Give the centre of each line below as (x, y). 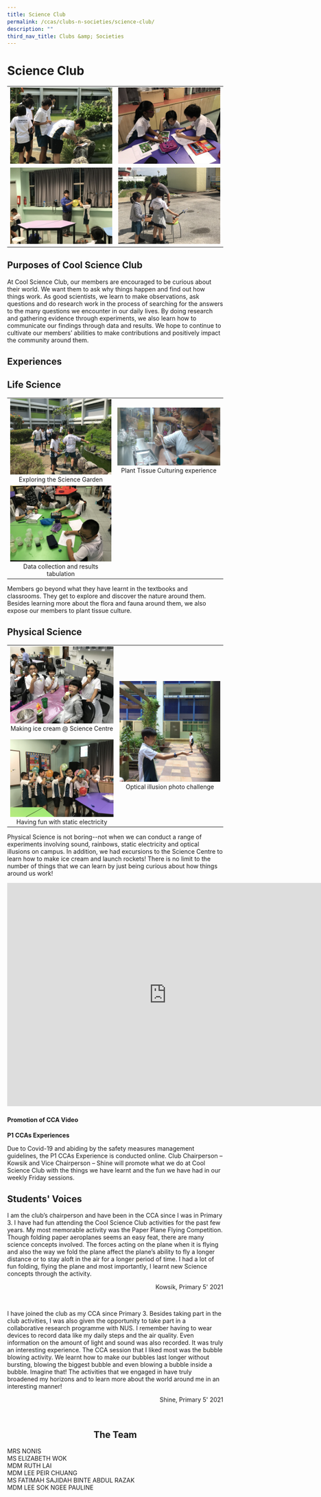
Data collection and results (61, 566)
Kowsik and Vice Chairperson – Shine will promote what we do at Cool (106, 1163)
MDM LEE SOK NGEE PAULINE (50, 1487)
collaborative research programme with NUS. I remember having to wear (110, 1328)
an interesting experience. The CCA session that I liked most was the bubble (115, 1350)
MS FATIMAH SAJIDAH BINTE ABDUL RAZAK (71, 1481)
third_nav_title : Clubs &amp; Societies (66, 36)
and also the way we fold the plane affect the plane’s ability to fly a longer (111, 1252)
